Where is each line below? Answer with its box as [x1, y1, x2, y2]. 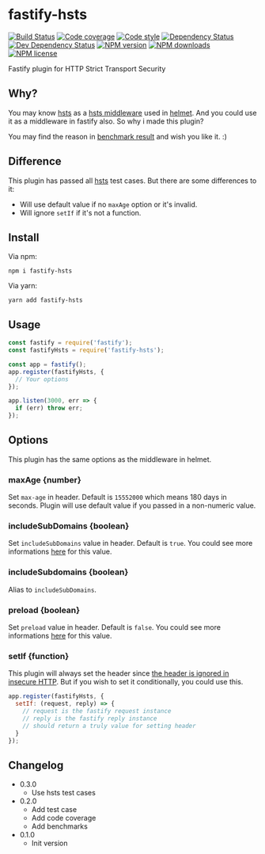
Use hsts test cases [31, 788, 97, 798]
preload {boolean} [8, 604, 81, 616]
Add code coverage [31, 814, 97, 823]
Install [8, 231, 40, 244]
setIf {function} [8, 650, 70, 661]
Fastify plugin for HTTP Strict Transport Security [8, 63, 166, 73]
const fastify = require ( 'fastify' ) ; [8, 339, 133, 347]
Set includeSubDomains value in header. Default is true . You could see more [8, 539, 253, 548]
